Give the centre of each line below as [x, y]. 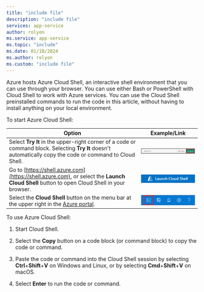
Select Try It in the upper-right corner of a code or [72, 142]
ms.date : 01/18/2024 [32, 52]
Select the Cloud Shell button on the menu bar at [70, 197]
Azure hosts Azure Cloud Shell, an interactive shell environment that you [97, 82]
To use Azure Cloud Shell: [39, 217]
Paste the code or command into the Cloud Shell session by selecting [102, 259]
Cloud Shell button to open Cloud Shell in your [67, 183]
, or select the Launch [98, 176]
